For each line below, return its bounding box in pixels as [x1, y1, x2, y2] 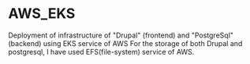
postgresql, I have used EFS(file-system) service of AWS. [8, 47, 195, 56]
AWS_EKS [8, 5, 76, 23]
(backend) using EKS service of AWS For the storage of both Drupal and [8, 38, 243, 48]
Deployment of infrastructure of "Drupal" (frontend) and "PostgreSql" [8, 30, 234, 40]
